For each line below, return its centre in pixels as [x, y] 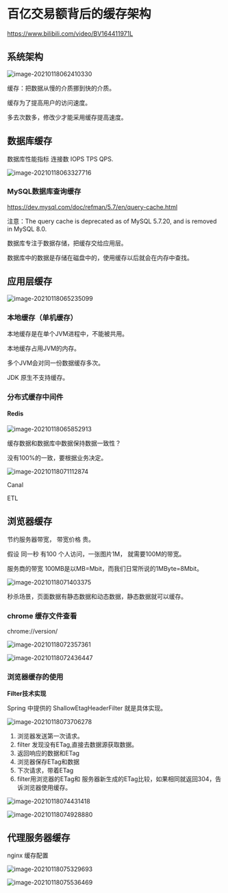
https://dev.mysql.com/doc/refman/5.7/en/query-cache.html [92, 207]
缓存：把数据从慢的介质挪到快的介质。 [61, 88]
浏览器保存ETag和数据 [48, 761]
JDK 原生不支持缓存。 [38, 377]
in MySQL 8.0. [27, 229]
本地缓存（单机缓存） [42, 317]
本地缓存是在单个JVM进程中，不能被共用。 [68, 333]
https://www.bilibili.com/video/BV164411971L [70, 33]
